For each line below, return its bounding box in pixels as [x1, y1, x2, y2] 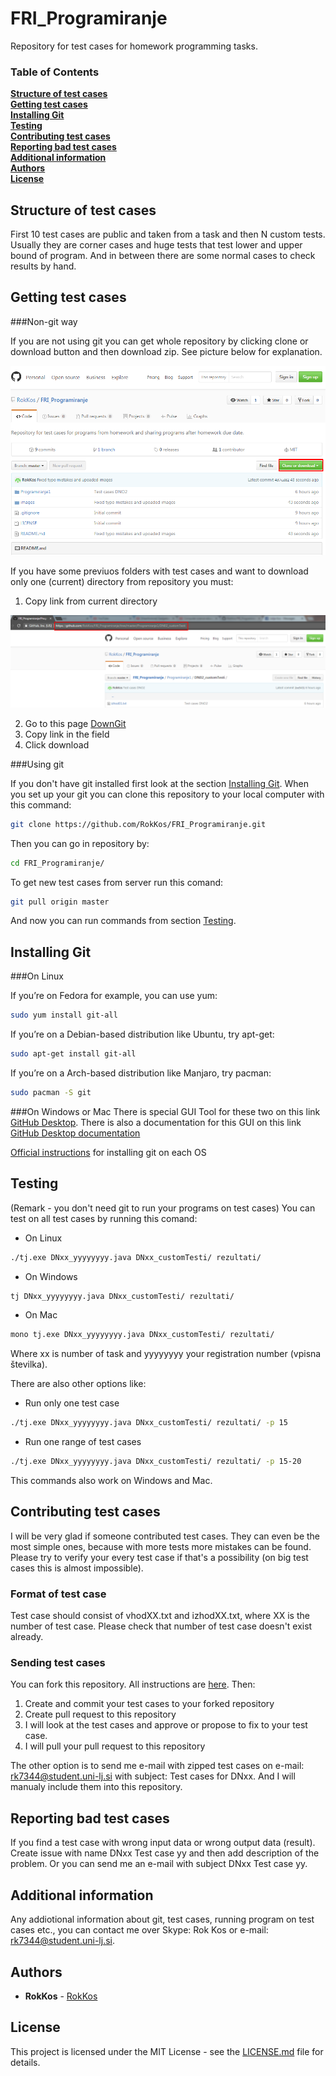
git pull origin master [10, 897, 110, 907]
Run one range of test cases [24, 1436, 142, 1448]
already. [10, 1631, 44, 1643]
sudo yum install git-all [10, 1010, 118, 1021]
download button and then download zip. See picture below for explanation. [10, 345, 323, 357]
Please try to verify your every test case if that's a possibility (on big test [10, 1551, 309, 1563]
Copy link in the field [24, 728, 110, 740]
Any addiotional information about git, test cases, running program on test [10, 1913, 315, 1926]
